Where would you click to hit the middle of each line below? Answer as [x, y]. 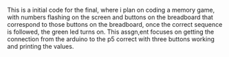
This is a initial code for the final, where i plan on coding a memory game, [111, 10]
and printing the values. [41, 46]
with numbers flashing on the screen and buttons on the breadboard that [110, 17]
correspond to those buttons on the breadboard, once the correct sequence [115, 24]
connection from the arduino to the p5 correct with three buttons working [111, 39]
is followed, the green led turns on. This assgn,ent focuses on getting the [111, 32]
